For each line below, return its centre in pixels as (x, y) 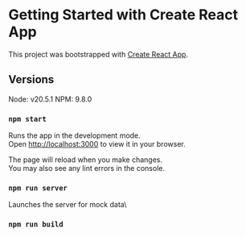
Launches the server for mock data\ (68, 205)
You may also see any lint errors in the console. (86, 168)
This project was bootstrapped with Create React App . (98, 54)
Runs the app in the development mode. (74, 135)
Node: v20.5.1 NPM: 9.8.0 (50, 99)
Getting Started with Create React (123, 15)
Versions (31, 79)
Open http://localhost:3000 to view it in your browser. (97, 144)
